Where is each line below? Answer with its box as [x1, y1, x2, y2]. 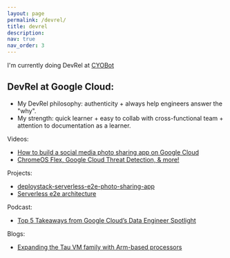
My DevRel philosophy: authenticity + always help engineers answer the [17, 99, 223, 108]
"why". [17, 106, 37, 115]
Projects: [7, 168, 32, 177]
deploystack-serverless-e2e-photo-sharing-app [17, 182, 155, 190]
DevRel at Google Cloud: [7, 81, 114, 93]
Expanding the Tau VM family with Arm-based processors [17, 243, 182, 251]
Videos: [7, 135, 29, 143]
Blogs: [7, 229, 26, 238]
